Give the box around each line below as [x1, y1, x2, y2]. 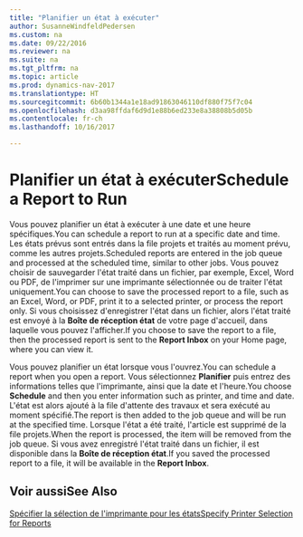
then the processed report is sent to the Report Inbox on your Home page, [9, 334, 288, 345]
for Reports [9, 517, 52, 528]
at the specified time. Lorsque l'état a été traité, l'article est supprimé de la [9, 418, 287, 430]
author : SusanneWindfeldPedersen [9, 22, 136, 31]
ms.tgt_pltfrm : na [9, 64, 79, 73]
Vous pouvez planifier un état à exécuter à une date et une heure [9, 218, 251, 229]
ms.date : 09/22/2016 [9, 38, 88, 48]
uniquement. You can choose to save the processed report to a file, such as [9, 286, 289, 297]
